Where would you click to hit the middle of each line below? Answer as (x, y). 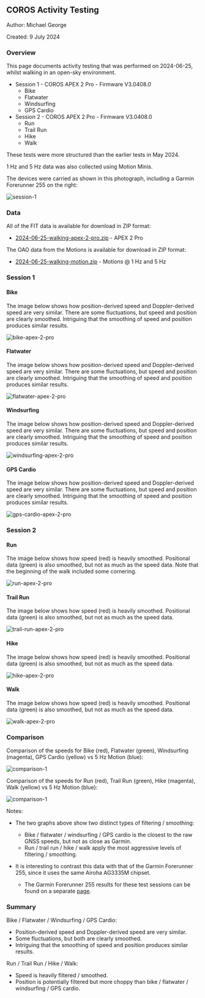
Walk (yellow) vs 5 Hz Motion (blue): (52, 787)
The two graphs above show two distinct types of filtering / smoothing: (105, 823)
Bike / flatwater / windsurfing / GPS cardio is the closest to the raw (108, 835)
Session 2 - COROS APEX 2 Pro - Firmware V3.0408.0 (84, 117)
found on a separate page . (58, 891)
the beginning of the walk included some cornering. (71, 572)
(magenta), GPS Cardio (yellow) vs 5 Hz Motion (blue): (75, 757)
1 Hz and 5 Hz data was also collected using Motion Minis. (80, 167)
